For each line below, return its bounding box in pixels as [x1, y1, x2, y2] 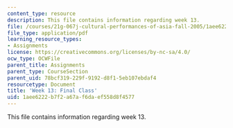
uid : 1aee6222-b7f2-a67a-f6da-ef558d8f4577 [7, 94, 135, 101]
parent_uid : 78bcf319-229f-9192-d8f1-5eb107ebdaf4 [7, 74, 157, 82]
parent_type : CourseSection [7, 68, 89, 75]
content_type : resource [7, 10, 76, 17]
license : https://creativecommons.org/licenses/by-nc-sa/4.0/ [7, 49, 191, 56]
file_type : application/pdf [7, 29, 89, 37]
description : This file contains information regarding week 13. [7, 17, 200, 24]
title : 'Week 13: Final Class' [7, 87, 98, 94]
